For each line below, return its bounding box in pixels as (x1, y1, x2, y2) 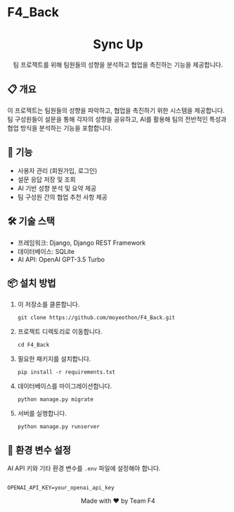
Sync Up (93, 37, 143, 53)
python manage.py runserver (17, 423, 100, 430)
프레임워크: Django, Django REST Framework (17, 238, 146, 247)
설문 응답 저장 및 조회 (17, 175, 76, 184)
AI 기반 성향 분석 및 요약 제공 (17, 184, 97, 192)
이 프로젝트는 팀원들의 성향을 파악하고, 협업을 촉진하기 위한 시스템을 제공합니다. (7, 106, 225, 115)
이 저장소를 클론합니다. (17, 300, 80, 309)
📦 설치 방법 (7, 277, 56, 289)
